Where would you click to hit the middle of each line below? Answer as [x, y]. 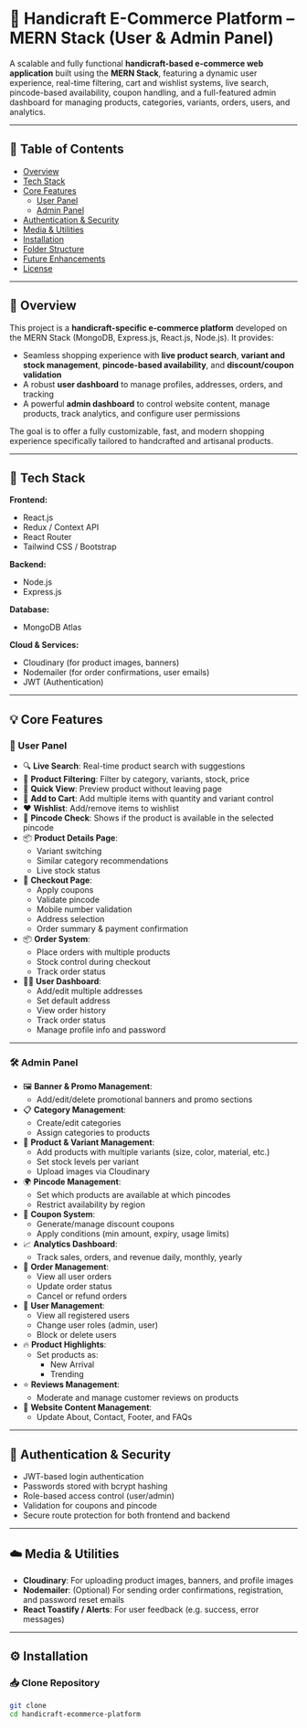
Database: [30, 610]
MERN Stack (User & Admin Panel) [142, 38]
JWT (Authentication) [63, 682]
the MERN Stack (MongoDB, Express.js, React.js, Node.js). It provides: [142, 337]
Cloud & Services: [44, 645]
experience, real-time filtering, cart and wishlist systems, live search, [139, 82]
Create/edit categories [79, 1123]
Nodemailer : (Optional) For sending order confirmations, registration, [153, 1590]
